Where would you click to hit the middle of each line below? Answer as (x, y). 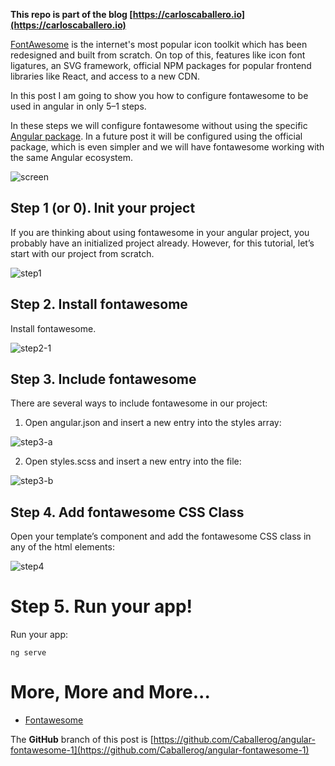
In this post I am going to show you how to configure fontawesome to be (159, 95)
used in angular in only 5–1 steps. (78, 106)
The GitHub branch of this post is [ (82, 740)
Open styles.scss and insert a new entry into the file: (133, 461)
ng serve (28, 653)
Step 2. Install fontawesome (99, 304)
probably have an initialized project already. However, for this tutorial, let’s (162, 243)
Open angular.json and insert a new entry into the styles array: (153, 423)
